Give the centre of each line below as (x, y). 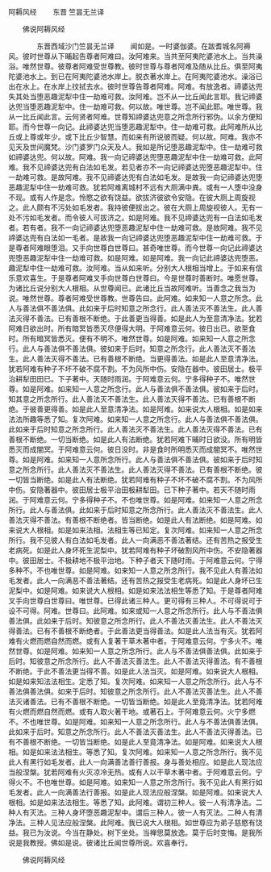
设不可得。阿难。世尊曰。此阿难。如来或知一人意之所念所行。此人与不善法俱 (135, 611)
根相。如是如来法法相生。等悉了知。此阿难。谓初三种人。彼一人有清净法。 (132, 802)
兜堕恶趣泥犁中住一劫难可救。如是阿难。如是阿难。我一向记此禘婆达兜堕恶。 (135, 258)
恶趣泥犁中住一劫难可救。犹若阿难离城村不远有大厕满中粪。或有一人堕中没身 (135, 187)
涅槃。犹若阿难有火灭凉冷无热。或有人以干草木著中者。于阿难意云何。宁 (142, 772)
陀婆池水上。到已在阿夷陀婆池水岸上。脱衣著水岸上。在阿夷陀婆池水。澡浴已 (135, 76)
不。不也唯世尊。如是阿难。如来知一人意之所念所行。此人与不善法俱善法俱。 (135, 722)
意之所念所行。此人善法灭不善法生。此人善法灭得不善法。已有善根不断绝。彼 (135, 469)
